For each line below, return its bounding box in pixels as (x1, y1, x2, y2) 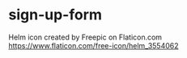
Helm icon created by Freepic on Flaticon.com (8, 32, 163, 42)
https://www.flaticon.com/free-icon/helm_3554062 (8, 40, 179, 50)
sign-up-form (8, 6, 103, 24)
